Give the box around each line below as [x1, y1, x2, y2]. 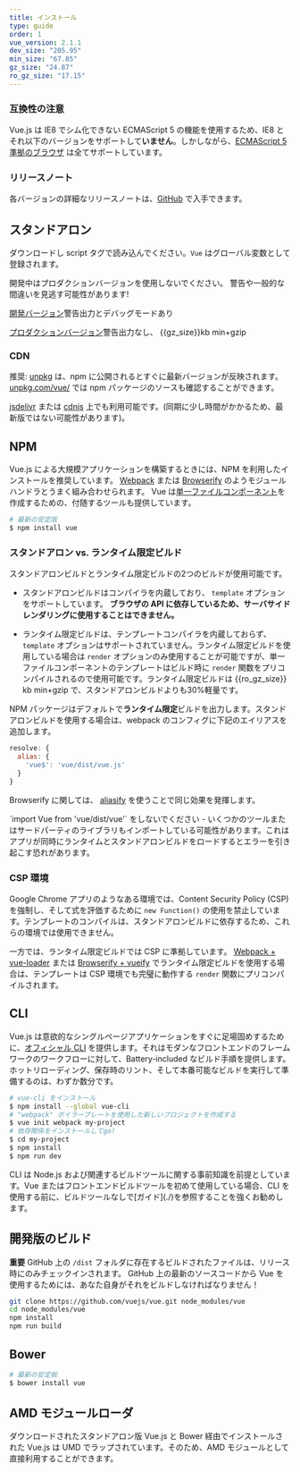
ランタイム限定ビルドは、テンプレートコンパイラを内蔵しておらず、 [21, 629, 271, 639]
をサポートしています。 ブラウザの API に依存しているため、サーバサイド [21, 598, 291, 609]
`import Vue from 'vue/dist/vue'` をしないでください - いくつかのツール [9, 813, 271, 824]
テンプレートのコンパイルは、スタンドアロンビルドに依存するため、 [23, 916, 275, 926]
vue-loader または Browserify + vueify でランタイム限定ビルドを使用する [9, 957, 278, 968]
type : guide [9, 21, 54, 30]
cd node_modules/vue [9, 1305, 87, 1315]
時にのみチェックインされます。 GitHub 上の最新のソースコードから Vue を [9, 1267, 284, 1279]
